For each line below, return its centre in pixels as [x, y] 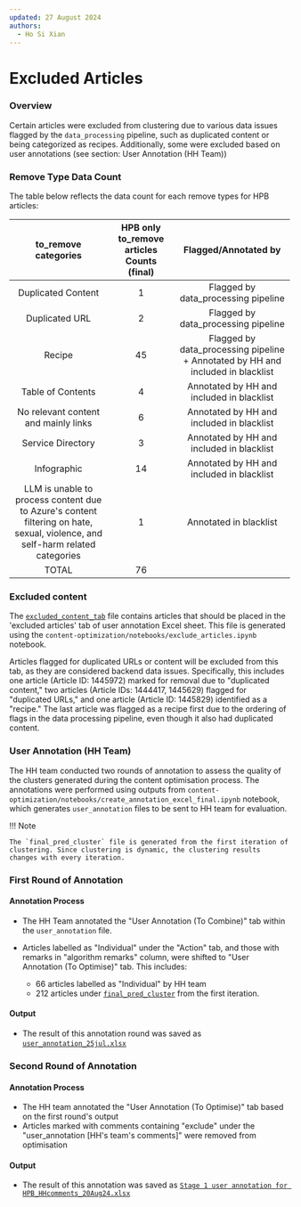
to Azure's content [59, 511]
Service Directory [58, 444]
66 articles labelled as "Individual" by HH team [121, 983]
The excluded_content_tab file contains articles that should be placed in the [148, 616]
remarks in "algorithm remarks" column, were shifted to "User [135, 957]
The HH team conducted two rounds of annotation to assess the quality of [146, 771]
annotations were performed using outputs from [98, 789]
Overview [31, 106]
